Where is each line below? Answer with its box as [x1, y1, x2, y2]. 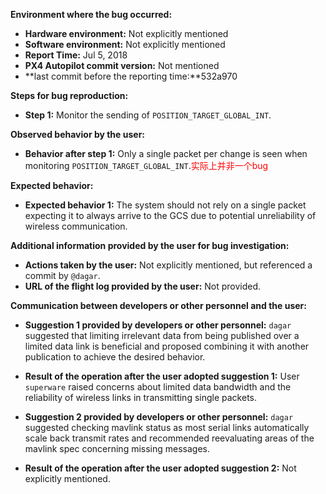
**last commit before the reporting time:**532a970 [24, 70, 238, 82]
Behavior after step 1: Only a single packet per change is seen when [24, 148, 308, 159]
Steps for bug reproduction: [10, 90, 129, 101]
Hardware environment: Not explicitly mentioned [24, 28, 229, 39]
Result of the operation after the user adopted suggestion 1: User [24, 370, 300, 382]
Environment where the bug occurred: [10, 9, 173, 20]
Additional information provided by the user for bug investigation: [10, 240, 290, 251]
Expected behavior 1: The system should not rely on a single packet [24, 199, 307, 211]
